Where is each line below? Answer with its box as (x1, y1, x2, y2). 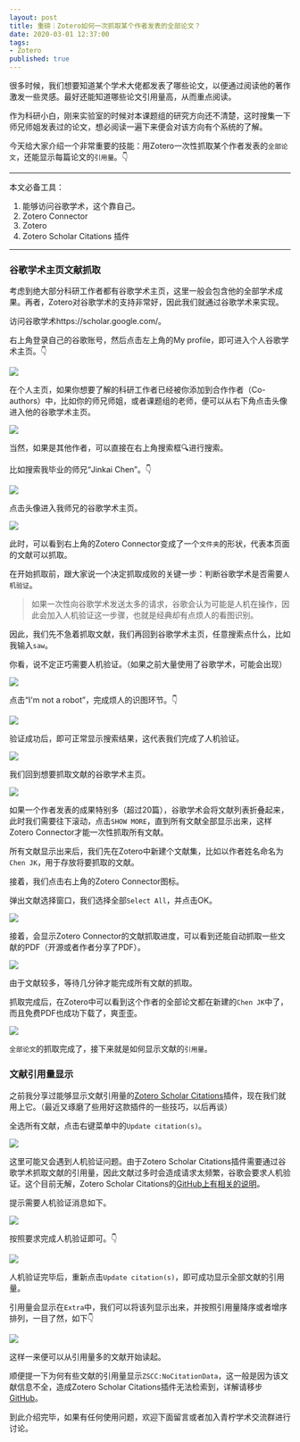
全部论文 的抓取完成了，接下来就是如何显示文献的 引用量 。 (9, 1044, 212, 1054)
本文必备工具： (9, 182, 64, 192)
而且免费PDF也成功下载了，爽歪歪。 (9, 1008, 143, 1019)
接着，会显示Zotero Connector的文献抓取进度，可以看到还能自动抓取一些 (9, 930, 279, 942)
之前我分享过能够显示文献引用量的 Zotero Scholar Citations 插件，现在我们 (9, 1090, 279, 1101)
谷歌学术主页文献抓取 (9, 263, 101, 276)
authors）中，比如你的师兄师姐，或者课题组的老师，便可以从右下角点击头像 (9, 396, 288, 406)
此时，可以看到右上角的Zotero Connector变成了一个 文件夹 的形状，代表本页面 (9, 538, 290, 549)
